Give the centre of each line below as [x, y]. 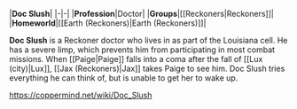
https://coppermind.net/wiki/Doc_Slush [81, 95]
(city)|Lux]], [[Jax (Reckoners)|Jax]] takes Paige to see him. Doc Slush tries [147, 68]
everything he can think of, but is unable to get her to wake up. [124, 78]
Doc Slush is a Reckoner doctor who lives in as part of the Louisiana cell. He [148, 40]
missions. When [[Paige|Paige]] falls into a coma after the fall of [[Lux [136, 59]
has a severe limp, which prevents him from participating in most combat [142, 50]
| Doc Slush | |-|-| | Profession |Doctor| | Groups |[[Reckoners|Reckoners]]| [142, 14]
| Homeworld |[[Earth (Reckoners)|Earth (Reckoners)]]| [108, 23]
